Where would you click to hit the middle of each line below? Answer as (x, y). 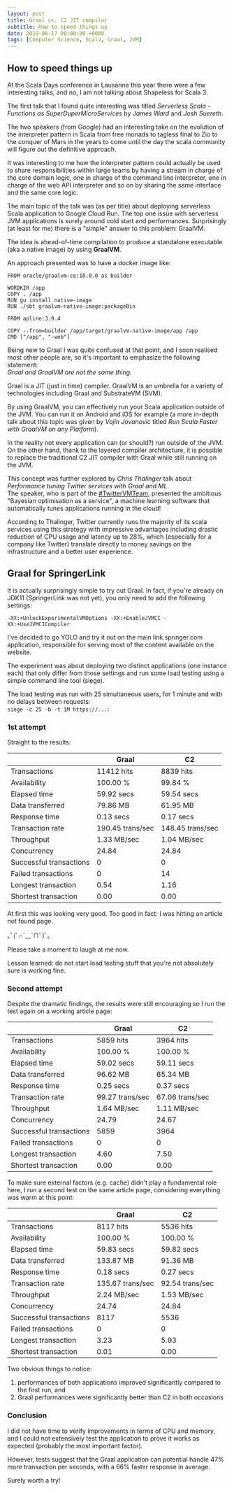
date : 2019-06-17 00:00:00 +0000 (56, 33)
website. (20, 652)
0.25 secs (113, 1086)
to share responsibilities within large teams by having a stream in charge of (115, 170)
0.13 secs (113, 817)
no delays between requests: (49, 701)
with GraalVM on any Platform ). (53, 429)
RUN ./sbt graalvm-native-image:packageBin (72, 306)
